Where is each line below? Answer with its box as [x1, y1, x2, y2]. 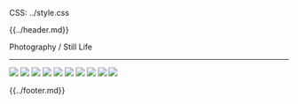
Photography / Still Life [9, 41, 93, 52]
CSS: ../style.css [9, 8, 69, 18]
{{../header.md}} [9, 25, 69, 34]
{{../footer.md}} [9, 85, 66, 95]
